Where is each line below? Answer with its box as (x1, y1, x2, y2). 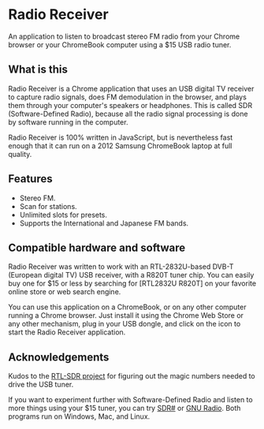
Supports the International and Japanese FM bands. (19, 218, 189, 228)
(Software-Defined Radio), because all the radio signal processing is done (8, 109, 248, 118)
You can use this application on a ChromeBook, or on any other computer (8, 302, 247, 312)
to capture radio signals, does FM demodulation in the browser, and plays (8, 92, 247, 102)
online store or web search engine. (8, 287, 121, 297)
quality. (8, 149, 32, 159)
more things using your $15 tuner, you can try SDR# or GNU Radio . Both (8, 404, 241, 413)
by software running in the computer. (8, 117, 128, 127)
